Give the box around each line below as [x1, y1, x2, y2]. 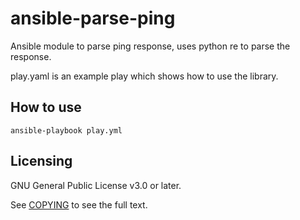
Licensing [10, 153, 73, 170]
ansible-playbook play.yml [10, 125, 123, 136]
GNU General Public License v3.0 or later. [10, 179, 182, 191]
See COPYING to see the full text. [10, 198, 148, 211]
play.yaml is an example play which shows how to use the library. [10, 70, 279, 82]
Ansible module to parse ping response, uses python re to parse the [10, 40, 291, 52]
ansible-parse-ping [10, 7, 176, 30]
